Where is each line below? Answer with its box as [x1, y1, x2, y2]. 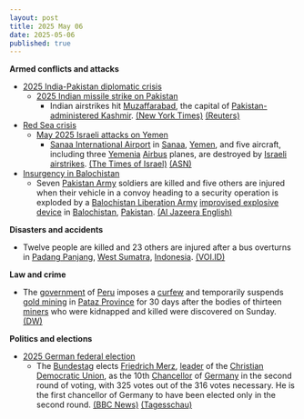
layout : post [9, 13, 59, 23]
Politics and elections [9, 334, 93, 344]
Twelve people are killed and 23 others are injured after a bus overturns [22, 242, 291, 253]
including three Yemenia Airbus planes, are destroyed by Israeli [49, 149, 288, 160]
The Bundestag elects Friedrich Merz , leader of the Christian [35, 361, 264, 372]
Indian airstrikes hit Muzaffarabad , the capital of [49, 101, 230, 112]
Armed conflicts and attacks [9, 64, 120, 75]
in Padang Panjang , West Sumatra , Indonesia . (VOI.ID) [22, 252, 226, 263]
